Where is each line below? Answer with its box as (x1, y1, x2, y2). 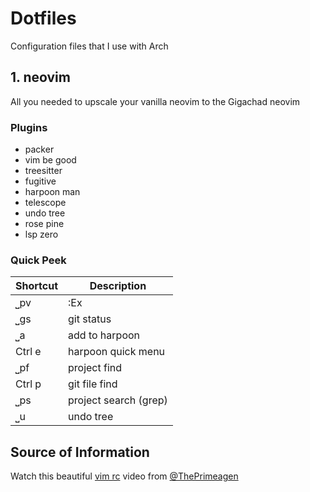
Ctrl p (15, 377, 42, 391)
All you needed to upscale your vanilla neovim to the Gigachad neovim (10, 95, 301, 107)
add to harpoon (68, 328, 141, 342)
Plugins (10, 120, 48, 134)
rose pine (24, 218, 65, 230)
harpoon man (24, 186, 81, 198)
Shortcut (15, 279, 59, 293)
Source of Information (10, 443, 150, 461)
